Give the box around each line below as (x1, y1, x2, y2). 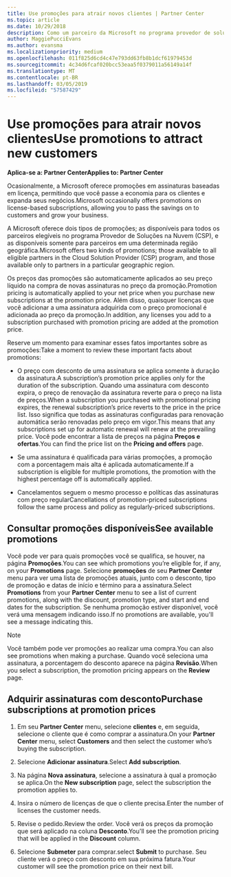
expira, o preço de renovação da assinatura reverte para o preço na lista (16, 389, 222, 397)
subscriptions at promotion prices (7, 704, 156, 716)
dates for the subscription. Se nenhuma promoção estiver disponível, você (7, 603, 219, 611)
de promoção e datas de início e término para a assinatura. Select (7, 581, 192, 589)
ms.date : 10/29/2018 (7, 23, 67, 30)
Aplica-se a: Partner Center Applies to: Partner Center (7, 169, 164, 177)
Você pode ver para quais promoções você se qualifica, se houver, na (7, 552, 205, 560)
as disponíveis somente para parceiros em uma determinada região (7, 239, 198, 248)
